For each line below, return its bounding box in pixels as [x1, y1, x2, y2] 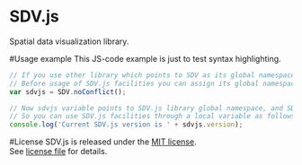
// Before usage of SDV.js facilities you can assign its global [9, 79, 259, 88]
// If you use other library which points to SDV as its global [9, 70, 255, 80]
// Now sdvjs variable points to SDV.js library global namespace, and [9, 103, 283, 113]
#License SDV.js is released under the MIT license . [9, 136, 197, 147]
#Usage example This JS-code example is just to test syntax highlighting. [9, 53, 281, 64]
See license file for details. [9, 146, 108, 157]
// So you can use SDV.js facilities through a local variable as [9, 112, 263, 121]
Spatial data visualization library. [9, 36, 129, 47]
